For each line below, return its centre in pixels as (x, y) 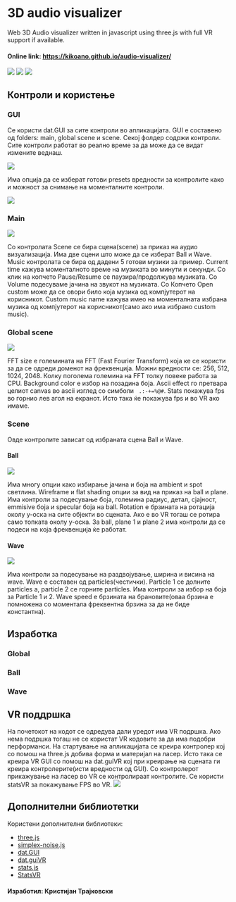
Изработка (32, 634)
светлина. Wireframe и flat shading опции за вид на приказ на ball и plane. (118, 491)
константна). (26, 612)
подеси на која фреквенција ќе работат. (67, 529)
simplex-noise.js (41, 845)
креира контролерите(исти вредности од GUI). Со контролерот (103, 769)
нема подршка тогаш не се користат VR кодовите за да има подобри (111, 739)
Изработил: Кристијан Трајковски (60, 891)
